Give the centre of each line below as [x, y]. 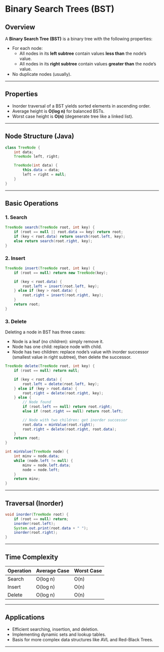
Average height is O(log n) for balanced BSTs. [58, 111]
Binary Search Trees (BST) [60, 9]
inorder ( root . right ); [36, 533]
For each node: [27, 48]
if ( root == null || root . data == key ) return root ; [69, 232]
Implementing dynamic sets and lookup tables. [59, 634]
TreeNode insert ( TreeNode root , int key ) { [50, 268]
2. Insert [15, 258]
